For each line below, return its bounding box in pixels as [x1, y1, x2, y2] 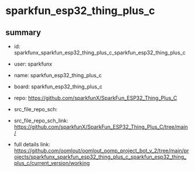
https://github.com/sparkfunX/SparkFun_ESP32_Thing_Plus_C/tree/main [13, 123, 188, 130]
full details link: [13, 141, 51, 147]
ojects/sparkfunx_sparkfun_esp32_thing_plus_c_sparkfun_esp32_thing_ [13, 153, 187, 160]
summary [5, 27, 41, 37]
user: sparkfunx [13, 60, 53, 67]
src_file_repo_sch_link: [13, 117, 68, 124]
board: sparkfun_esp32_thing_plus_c [13, 83, 103, 90]
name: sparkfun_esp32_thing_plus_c [13, 72, 102, 78]
